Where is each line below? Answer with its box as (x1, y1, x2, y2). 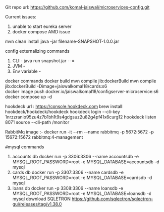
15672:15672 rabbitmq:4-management (5, 134, 83, 140)
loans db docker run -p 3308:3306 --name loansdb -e (12, 185, 123, 191)
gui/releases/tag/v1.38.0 (12, 201, 62, 207)
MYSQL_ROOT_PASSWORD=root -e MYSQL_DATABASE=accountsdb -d (12, 159, 160, 165)
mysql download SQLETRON (12, 196, 71, 202)
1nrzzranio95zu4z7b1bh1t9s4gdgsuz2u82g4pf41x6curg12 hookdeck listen (5, 114, 157, 120)
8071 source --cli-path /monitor (5, 119, 69, 125)
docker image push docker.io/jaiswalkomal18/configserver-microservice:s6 (5, 89, 159, 94)
